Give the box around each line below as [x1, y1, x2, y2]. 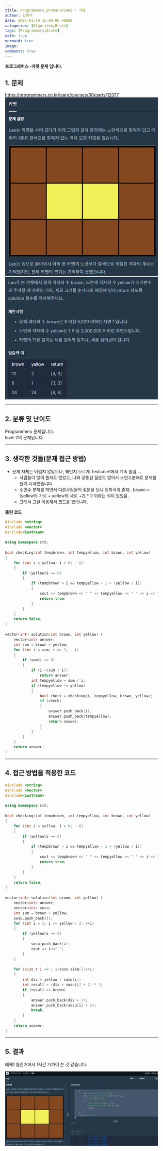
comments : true [5, 49, 36, 53]
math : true [5, 33, 27, 38]
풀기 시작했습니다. [19, 480, 53, 486]
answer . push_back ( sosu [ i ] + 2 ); [31, 1003, 97, 1008]
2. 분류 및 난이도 [5, 415, 51, 423]
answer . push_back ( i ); [48, 709, 92, 714]
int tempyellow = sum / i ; [31, 678, 86, 683]
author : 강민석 [5, 13, 33, 18]
